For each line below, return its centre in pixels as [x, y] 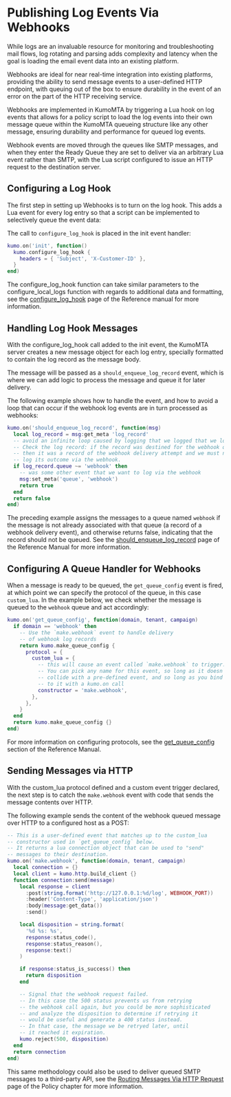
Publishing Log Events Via [83, 13]
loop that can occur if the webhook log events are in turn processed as [108, 408]
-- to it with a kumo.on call [81, 684]
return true [36, 485]
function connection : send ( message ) [64, 880]
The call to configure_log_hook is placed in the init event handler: [99, 233]
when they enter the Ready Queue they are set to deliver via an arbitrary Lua [115, 152]
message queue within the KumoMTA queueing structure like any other [108, 124]
